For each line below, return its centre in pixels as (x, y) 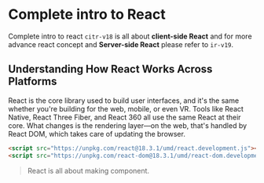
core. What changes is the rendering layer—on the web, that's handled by (128, 125)
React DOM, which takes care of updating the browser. (97, 134)
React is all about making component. (88, 170)
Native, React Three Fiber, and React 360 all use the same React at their (125, 117)
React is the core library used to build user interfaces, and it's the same (124, 101)
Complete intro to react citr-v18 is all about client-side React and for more (130, 36)
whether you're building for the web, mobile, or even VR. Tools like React (126, 108)
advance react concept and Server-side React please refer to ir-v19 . (121, 44)
